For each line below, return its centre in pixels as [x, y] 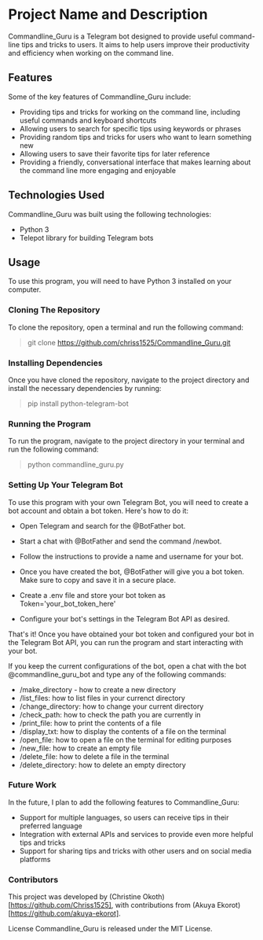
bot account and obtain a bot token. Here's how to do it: [99, 511]
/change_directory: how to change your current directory [111, 706]
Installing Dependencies [56, 363]
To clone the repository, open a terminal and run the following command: [126, 327]
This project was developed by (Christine [75, 897]
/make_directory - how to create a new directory [98, 689]
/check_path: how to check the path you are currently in [110, 714]
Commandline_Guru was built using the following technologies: [110, 214]
